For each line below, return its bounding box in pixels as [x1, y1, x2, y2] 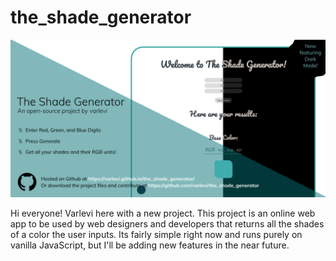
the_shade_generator [10, 6, 192, 29]
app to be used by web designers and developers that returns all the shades [10, 217, 325, 230]
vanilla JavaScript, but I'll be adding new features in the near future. [10, 239, 290, 251]
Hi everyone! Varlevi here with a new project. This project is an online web [10, 207, 316, 219]
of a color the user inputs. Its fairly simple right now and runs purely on [10, 228, 303, 240]
